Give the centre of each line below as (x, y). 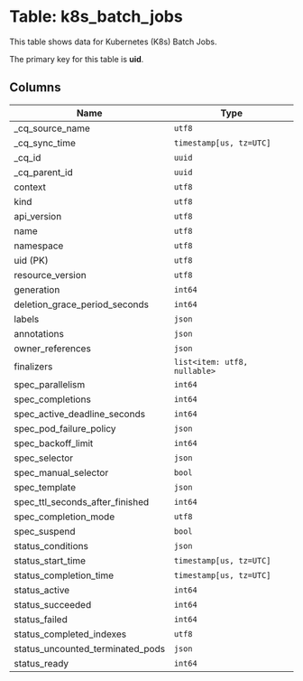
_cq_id (28, 157)
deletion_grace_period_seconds (81, 304)
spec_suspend (45, 531)
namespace (39, 246)
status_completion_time (64, 575)
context (30, 187)
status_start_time (50, 560)
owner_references (53, 348)
